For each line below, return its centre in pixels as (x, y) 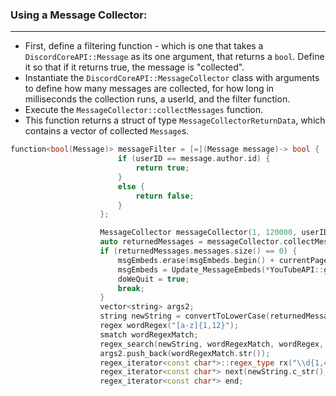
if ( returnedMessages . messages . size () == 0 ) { (198, 251)
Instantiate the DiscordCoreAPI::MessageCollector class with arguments (172, 78)
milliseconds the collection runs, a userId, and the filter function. (157, 99)
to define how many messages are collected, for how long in (149, 89)
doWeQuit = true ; (153, 279)
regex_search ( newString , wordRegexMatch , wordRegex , (212, 344)
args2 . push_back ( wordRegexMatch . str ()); (185, 353)
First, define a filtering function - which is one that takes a (144, 46)
